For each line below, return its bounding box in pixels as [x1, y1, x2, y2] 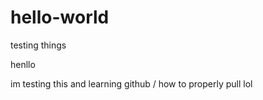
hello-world [10, 6, 110, 29]
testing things [10, 39, 67, 51]
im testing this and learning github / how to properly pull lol [10, 77, 253, 90]
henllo [10, 58, 36, 70]
